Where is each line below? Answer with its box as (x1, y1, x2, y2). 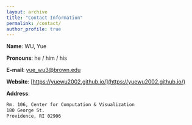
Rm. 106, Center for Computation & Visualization (6, 102, 135, 108)
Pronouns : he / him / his (6, 54, 67, 62)
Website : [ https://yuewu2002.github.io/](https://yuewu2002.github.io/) (6, 78, 186, 85)
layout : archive (6, 9, 48, 15)
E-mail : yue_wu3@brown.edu (6, 66, 81, 74)
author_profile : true (6, 26, 62, 32)
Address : (6, 90, 30, 98)
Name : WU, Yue (6, 43, 47, 50)
